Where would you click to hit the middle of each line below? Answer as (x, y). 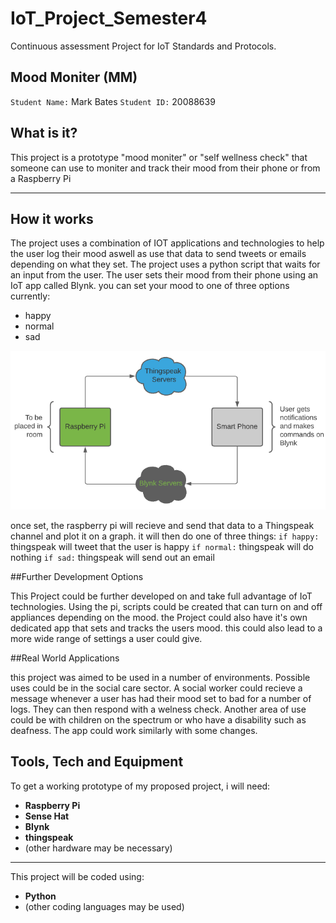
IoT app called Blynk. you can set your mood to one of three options (150, 286)
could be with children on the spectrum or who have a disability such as (158, 719)
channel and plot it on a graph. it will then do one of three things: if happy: (165, 536)
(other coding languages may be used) (104, 906)
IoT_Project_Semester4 (109, 18)
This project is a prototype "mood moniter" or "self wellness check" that (159, 157)
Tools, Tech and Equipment (97, 762)
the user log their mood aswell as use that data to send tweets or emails (158, 254)
